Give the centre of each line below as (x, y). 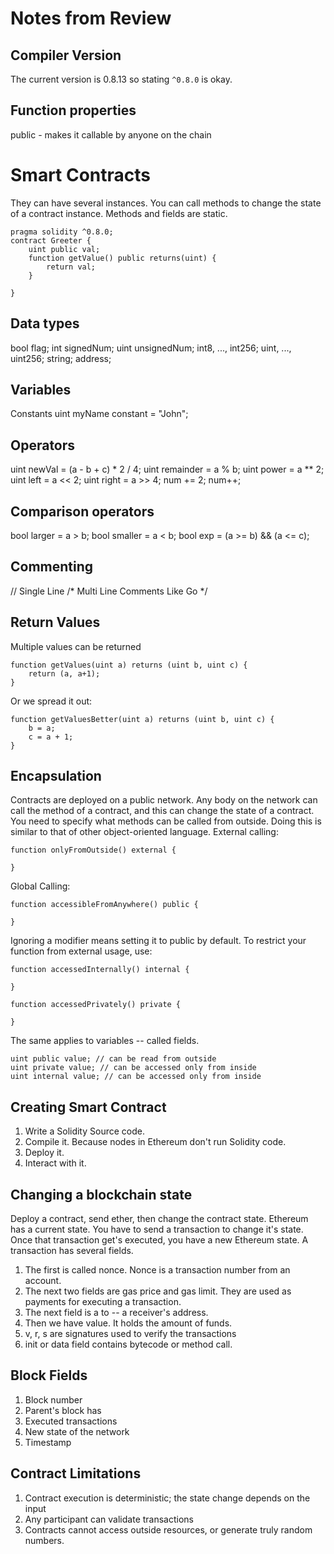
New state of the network (77, 1431)
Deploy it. (44, 1153)
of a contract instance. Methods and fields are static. (119, 213)
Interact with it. (55, 1163)
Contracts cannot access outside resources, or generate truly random (168, 1529)
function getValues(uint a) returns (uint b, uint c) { (129, 665)
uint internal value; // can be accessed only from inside (136, 1077)
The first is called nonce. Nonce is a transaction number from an (157, 1270)
